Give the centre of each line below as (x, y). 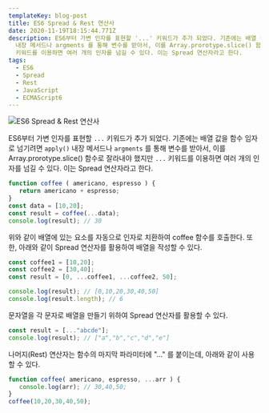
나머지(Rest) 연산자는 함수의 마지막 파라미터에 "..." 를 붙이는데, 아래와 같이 (124, 354)
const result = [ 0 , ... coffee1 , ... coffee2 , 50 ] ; (93, 277)
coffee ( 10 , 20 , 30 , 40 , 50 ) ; (50, 402)
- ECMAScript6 (39, 98)
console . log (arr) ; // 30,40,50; (73, 387)
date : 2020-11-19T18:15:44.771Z (62, 30)
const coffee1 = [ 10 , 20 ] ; (51, 262)
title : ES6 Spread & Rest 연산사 (61, 23)
